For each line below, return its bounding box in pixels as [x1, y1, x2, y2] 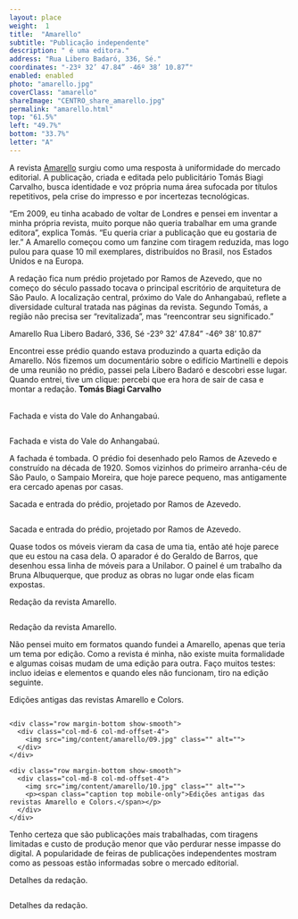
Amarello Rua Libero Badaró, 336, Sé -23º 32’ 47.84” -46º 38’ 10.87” [9, 328, 261, 339]
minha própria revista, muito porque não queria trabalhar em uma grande [9, 217, 277, 228]
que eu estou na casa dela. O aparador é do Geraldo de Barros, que [9, 551, 259, 561]
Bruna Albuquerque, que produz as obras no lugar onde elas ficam [9, 569, 254, 580]
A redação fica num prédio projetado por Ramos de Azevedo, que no [9, 273, 262, 283]
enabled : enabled [9, 72, 74, 80]
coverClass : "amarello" [9, 88, 98, 97]
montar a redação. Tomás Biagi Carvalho [9, 384, 162, 394]
